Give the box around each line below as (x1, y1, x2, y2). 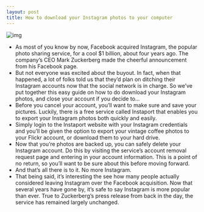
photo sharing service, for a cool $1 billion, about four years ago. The (15, 49, 189, 57)
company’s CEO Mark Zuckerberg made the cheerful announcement (15, 56, 187, 63)
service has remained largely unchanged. (15, 199, 119, 206)
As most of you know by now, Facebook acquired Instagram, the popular (15, 43, 198, 51)
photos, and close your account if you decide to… (15, 95, 140, 102)
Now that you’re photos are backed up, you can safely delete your (15, 140, 181, 147)
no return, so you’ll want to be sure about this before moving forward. (15, 160, 190, 167)
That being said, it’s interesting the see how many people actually (15, 172, 180, 180)
